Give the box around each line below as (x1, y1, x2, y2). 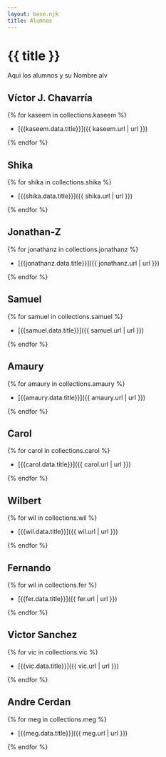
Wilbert (7, 494, 41, 506)
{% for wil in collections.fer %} (7, 580, 98, 589)
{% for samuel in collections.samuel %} (7, 312, 123, 320)
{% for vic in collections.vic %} (7, 647, 98, 656)
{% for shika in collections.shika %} (7, 178, 112, 187)
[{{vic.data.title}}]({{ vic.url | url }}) (17, 662, 120, 670)
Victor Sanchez (7, 629, 78, 641)
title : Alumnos (7, 17, 53, 24)
